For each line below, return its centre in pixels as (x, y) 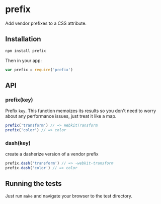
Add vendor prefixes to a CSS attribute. (46, 23)
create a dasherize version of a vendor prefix (52, 154)
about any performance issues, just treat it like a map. (61, 116)
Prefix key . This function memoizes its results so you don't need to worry (81, 111)
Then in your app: (23, 60)
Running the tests (33, 184)
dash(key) (18, 143)
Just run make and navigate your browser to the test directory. (69, 196)
